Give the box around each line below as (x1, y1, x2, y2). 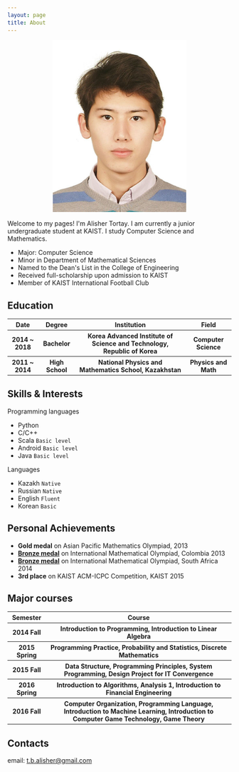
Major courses (7, 593, 73, 605)
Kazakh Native (17, 478, 61, 487)
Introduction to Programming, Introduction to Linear (60, 624, 218, 633)
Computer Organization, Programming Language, (63, 699, 213, 708)
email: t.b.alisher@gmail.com (7, 756, 92, 765)
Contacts (7, 737, 50, 749)
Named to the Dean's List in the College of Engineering (17, 264, 179, 272)
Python (17, 421, 39, 429)
